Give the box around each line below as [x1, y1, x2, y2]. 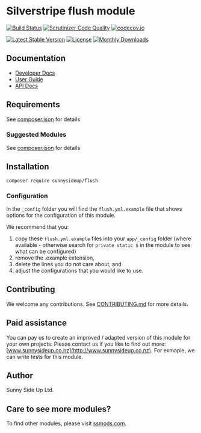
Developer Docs [14, 69, 55, 76]
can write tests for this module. [6, 353, 83, 360]
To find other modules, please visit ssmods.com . [6, 420, 126, 427]
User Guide [14, 75, 43, 83]
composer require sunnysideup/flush [6, 178, 98, 184]
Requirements [6, 99, 60, 110]
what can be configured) [14, 248, 76, 255]
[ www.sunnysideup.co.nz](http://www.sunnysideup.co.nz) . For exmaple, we [6, 346, 196, 354]
